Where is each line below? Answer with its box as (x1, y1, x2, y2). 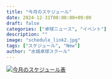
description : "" (6, 32, 48, 38)
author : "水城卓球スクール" (6, 49, 70, 55)
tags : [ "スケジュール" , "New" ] (6, 43, 81, 49)
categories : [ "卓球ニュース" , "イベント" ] (6, 26, 107, 32)
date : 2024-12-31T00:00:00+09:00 (6, 15, 92, 21)
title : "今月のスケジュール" (6, 9, 72, 15)
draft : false (6, 20, 40, 26)
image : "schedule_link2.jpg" (6, 37, 81, 43)
